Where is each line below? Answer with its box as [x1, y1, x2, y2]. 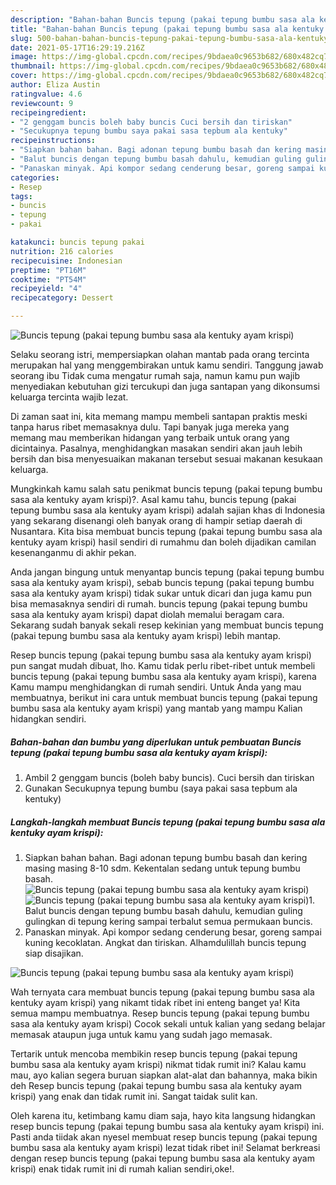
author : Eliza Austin [10, 80, 101, 90]
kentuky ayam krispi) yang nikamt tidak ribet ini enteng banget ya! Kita [10, 996, 301, 1008]
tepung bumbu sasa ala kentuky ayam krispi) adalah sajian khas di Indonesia [10, 504, 326, 516]
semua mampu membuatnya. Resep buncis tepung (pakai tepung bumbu [10, 1007, 310, 1019]
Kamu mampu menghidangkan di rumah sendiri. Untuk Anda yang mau [10, 681, 302, 693]
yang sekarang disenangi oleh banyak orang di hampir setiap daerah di [10, 515, 303, 526]
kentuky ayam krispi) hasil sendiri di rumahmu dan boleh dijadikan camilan [10, 536, 317, 548]
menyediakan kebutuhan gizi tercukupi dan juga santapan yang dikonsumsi [10, 381, 320, 392]
